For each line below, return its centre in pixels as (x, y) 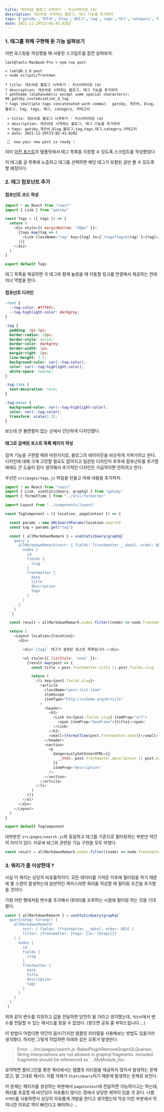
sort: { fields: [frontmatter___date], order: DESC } (78, 929)
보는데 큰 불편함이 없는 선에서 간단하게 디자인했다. (53, 431)
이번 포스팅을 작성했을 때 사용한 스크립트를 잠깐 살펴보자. (59, 53)
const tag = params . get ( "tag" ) (41, 527)
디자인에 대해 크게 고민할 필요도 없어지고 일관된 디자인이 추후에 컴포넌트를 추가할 (82, 461)
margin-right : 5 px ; (29, 353)
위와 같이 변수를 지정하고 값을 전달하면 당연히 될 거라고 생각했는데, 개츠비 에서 (78, 1016)
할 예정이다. (16, 168)
